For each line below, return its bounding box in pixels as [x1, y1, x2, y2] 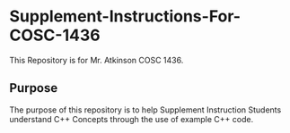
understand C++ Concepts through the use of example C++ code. [9, 113, 254, 124]
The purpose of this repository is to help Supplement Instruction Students [9, 104, 282, 115]
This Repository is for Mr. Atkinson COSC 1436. [9, 54, 184, 65]
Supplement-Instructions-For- [9, 6, 241, 27]
